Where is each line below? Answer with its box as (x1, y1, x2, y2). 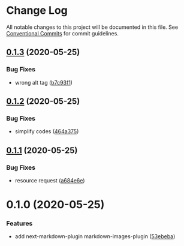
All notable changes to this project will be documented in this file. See (6, 23, 179, 31)
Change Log (6, 4, 68, 17)
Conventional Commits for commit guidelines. (6, 29, 119, 37)
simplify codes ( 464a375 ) (14, 128, 79, 135)
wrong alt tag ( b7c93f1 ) (14, 79, 73, 86)
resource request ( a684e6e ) (14, 177, 85, 184)
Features (6, 220, 33, 228)
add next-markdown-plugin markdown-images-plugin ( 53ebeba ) (14, 233, 176, 240)
